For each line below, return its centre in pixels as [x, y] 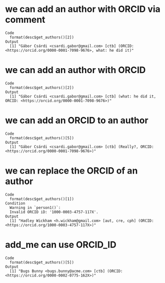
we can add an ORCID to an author [77, 121]
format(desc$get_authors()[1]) [42, 199]
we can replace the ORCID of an [71, 171]
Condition [15, 203]
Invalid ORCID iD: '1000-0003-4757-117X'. [54, 212]
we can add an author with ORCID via [83, 9]
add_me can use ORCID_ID [61, 244]
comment [25, 20]
